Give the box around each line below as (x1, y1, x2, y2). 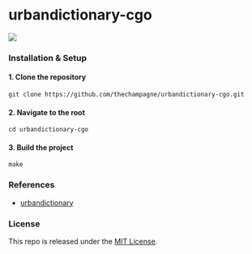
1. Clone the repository (8, 72, 87, 82)
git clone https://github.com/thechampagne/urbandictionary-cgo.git (8, 91, 245, 99)
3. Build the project (8, 142, 74, 152)
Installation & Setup (8, 52, 88, 63)
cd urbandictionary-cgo (8, 126, 89, 134)
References (8, 179, 55, 191)
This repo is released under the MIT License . (8, 237, 158, 247)
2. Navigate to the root (8, 107, 85, 117)
